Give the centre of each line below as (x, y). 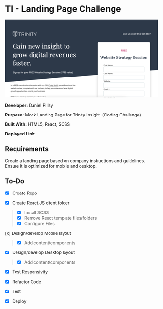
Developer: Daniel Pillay (29, 105)
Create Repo (24, 193)
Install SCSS (36, 212)
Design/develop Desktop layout (43, 252)
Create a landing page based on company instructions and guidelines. (75, 161)
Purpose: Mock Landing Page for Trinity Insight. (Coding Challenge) (73, 115)
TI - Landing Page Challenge (63, 9)
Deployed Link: (21, 134)
